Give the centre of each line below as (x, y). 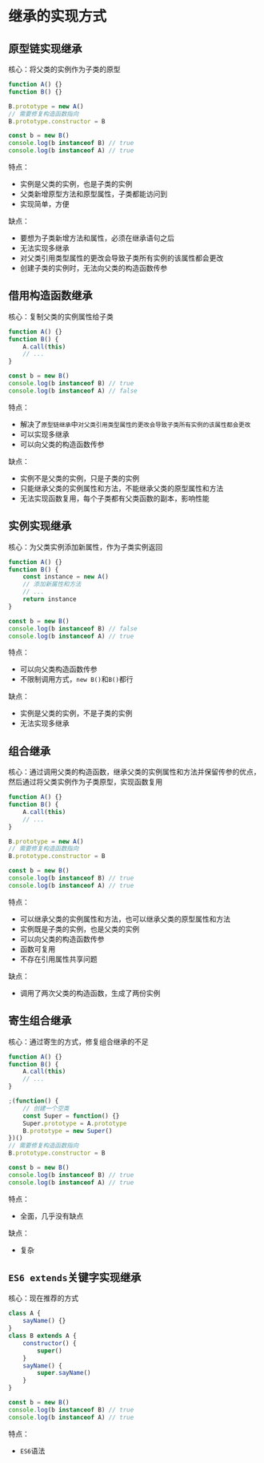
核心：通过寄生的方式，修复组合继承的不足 (78, 1042)
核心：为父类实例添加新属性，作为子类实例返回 (85, 546)
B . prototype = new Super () (68, 1130)
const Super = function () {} (71, 1116)
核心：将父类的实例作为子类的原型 (64, 69)
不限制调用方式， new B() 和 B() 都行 (76, 679)
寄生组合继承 (40, 1021)
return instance (50, 599)
